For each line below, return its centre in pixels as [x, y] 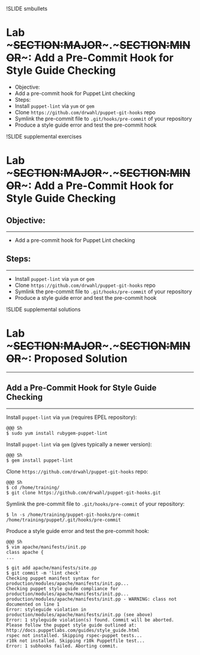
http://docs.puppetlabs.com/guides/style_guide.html [73, 630]
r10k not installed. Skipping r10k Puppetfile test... [76, 641]
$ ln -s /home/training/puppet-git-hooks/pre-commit [73, 515]
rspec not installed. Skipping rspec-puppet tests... [74, 635]
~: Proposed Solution [74, 358]
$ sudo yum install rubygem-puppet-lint [57, 433]
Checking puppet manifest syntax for [53, 578]
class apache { [25, 552]
